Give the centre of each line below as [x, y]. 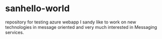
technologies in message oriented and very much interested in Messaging [81, 27]
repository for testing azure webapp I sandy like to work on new [71, 22]
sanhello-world [37, 9]
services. [14, 32]
